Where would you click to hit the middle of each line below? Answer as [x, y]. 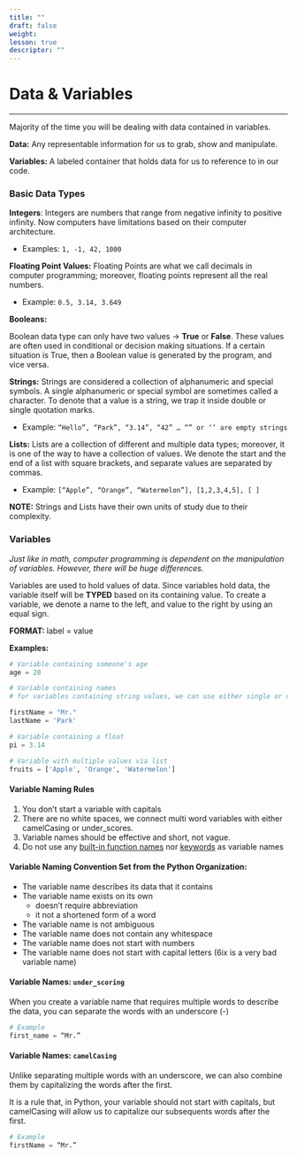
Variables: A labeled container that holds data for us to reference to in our [144, 161]
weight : [23, 34]
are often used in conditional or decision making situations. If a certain [137, 346]
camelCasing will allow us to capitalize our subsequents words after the [140, 1111]
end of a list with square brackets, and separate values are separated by [141, 463]
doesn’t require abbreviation [87, 905]
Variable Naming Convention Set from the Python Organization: [128, 867]
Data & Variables [71, 94]
